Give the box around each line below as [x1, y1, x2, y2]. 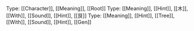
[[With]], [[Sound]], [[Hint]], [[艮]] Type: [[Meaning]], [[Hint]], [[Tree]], [6, 12, 175, 19]
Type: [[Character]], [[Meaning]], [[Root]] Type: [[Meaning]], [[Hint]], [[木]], [6, 5, 188, 11]
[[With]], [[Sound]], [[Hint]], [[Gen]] [6, 19, 92, 25]
